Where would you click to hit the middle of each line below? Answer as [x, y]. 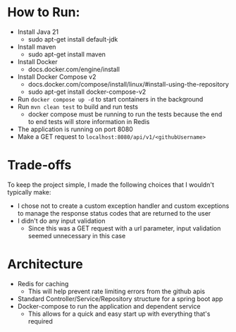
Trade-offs [39, 165]
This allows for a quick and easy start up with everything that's [119, 314]
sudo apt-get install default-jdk [73, 39]
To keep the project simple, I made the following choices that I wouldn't [111, 185]
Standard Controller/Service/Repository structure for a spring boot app [120, 299]
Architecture [45, 264]
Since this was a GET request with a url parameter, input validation [124, 228]
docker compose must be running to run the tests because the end [125, 114]
